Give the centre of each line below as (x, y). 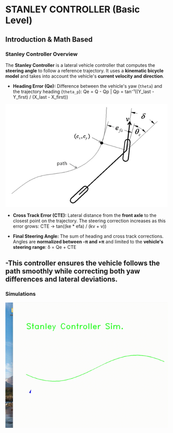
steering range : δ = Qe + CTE (45, 247)
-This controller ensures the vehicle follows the (83, 263)
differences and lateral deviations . (62, 279)
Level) (19, 20)
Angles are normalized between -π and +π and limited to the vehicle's (88, 241)
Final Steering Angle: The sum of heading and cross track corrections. (88, 236)
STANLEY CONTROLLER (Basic (73, 10)
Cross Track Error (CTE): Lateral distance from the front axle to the (85, 215)
